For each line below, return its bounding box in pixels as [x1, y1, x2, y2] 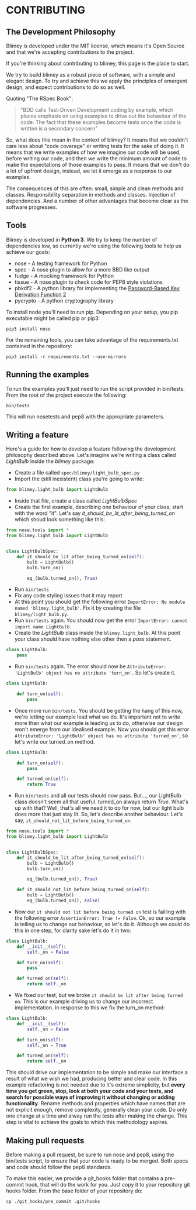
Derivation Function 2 [14, 291, 66, 298]
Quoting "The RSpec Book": [6, 95, 73, 102]
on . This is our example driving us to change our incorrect [14, 998, 153, 1005]
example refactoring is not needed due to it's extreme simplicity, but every [6, 1081, 185, 1088]
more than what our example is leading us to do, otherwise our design [14, 719, 183, 726]
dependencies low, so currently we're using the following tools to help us [6, 242, 182, 249]
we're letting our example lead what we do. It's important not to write [14, 713, 181, 720]
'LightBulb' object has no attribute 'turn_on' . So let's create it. [14, 669, 176, 676]
